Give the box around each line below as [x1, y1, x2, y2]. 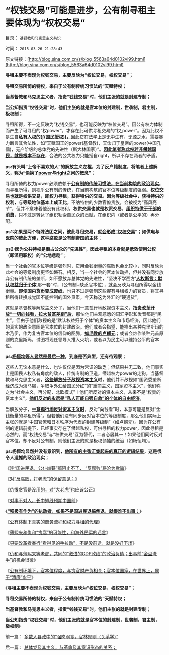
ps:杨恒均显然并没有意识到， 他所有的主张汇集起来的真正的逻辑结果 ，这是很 [5, 448, 162, 454]
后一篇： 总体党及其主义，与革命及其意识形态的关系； [5, 644, 117, 650]
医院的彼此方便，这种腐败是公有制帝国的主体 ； [5, 235, 102, 241]
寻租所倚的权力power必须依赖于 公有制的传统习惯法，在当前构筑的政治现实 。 [5, 180, 164, 186]
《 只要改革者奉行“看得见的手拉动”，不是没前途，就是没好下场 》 [5, 540, 137, 546]
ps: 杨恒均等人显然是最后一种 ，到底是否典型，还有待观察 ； [5, 353, 127, 359]
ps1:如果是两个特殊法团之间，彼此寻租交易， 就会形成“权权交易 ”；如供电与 [5, 228, 160, 234]
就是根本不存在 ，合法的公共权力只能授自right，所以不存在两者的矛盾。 [14, 152, 160, 158]
